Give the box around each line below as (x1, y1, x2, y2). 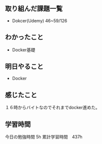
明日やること (5, 63, 44, 71)
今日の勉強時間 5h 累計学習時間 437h (5, 134, 83, 140)
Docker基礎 (12, 47, 35, 52)
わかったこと (5, 33, 44, 41)
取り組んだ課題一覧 (5, 4, 63, 13)
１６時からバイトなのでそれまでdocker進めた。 (5, 105, 100, 111)
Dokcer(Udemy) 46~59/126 (12, 17, 68, 23)
